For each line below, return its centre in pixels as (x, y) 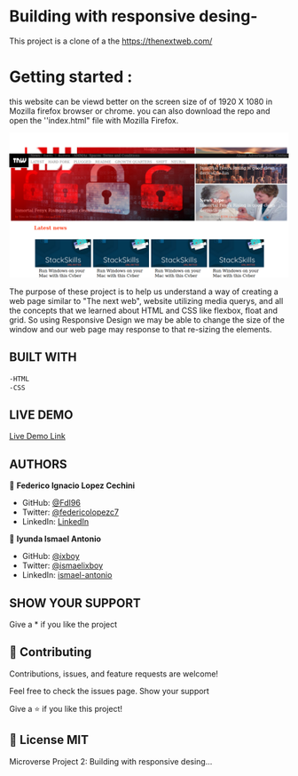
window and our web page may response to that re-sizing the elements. (141, 329)
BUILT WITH (43, 357)
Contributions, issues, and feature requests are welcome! (114, 674)
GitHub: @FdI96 (51, 503)
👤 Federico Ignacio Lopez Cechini (72, 485)
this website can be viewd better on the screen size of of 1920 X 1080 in (141, 101)
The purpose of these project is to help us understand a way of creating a (144, 292)
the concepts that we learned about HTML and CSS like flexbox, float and (143, 310)
